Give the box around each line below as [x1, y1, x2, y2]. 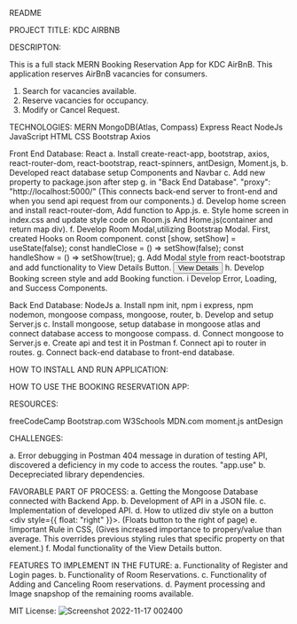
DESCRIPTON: [9, 42, 62, 52]
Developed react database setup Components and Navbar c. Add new [9, 168, 266, 178]
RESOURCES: [9, 399, 59, 409]
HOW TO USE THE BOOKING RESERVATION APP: [9, 382, 190, 391]
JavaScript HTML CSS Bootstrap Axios [9, 131, 151, 141]
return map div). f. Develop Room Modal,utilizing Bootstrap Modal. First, [9, 224, 271, 234]
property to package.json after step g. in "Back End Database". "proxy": [9, 177, 271, 187]
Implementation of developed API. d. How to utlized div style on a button [9, 505, 274, 516]
